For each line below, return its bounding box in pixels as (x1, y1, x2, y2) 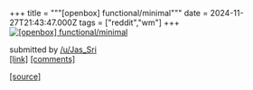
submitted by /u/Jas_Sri (9, 44, 98, 55)
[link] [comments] (9, 54, 76, 64)
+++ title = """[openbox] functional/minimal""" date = (9, 8, 209, 18)
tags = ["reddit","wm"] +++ (79, 17, 181, 28)
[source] (9, 71, 42, 82)
